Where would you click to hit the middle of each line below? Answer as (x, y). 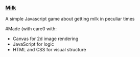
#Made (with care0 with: (31, 29)
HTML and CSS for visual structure (49, 50)
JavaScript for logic (33, 44)
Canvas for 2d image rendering (45, 39)
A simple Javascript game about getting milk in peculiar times (70, 19)
